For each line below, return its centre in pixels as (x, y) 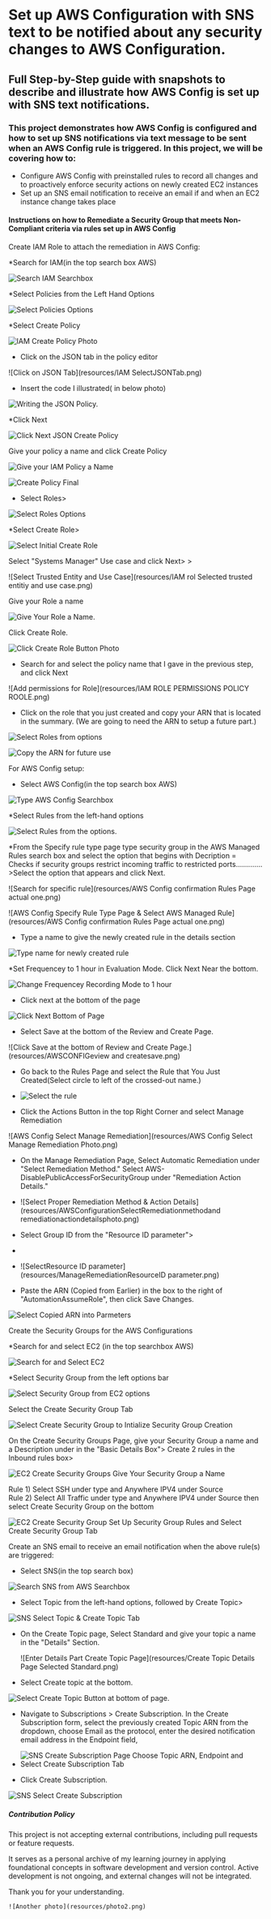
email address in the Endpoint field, (79, 1740)
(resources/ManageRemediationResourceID (93, 1275)
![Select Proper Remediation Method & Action (96, 1202)
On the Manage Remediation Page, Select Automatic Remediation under (140, 1161)
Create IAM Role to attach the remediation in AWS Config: (104, 247)
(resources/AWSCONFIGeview (59, 1056)
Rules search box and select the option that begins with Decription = (123, 856)
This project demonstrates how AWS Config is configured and (133, 127)
